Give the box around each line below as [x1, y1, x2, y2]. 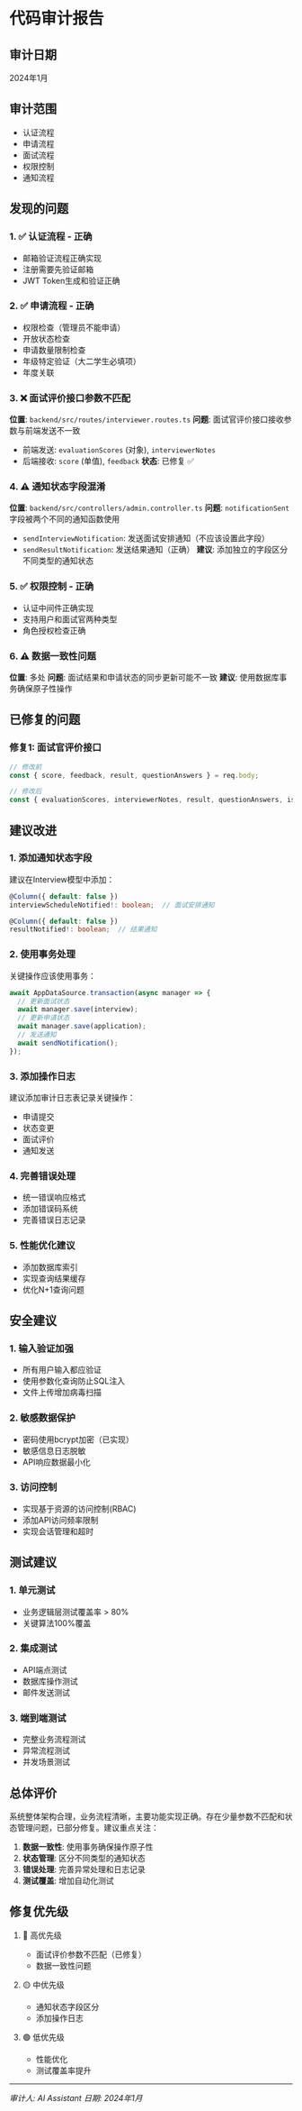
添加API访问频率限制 [22, 1514, 99, 1525]
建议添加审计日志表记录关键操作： [9, 1092, 136, 1102]
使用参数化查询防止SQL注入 [22, 1375, 126, 1386]
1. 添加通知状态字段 [9, 852, 93, 864]
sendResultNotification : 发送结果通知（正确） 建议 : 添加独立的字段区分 [22, 544, 289, 555]
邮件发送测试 [22, 1686, 70, 1697]
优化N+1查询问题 [22, 1284, 85, 1294]
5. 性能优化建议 [9, 1239, 75, 1252]
